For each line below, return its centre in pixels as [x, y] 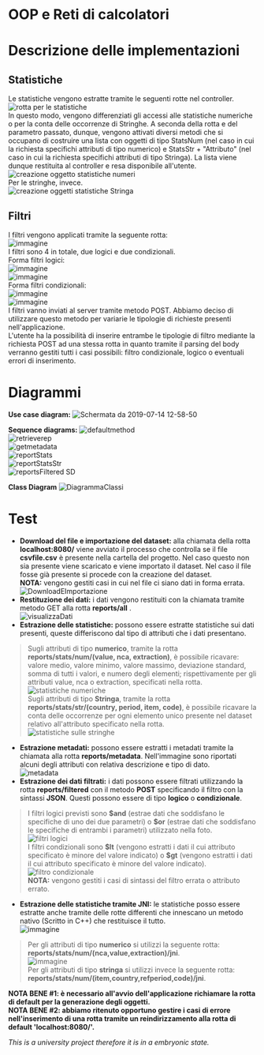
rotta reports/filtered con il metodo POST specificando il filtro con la [131, 789]
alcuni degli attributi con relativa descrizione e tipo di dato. [115, 764]
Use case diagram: [39, 414]
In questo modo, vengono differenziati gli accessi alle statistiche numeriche [131, 115]
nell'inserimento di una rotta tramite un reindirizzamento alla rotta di [122, 1018]
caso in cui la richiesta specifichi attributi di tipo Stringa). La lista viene [123, 158]
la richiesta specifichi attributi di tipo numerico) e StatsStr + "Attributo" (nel [130, 149]
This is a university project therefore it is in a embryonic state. [109, 1042]
